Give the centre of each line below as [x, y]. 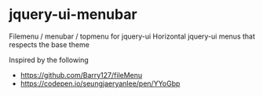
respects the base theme [49, 44]
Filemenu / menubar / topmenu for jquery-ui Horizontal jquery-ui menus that [132, 36]
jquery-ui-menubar [73, 15]
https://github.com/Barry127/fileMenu [81, 75]
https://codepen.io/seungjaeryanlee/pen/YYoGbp [100, 83]
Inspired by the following [49, 60]
